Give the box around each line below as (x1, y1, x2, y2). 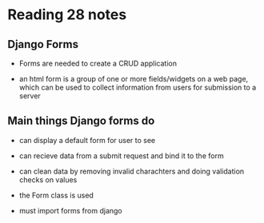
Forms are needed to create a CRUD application (18, 58, 178, 68)
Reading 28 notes (7, 6, 127, 24)
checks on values (18, 174, 78, 185)
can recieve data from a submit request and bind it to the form (18, 150, 225, 161)
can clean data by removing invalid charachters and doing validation (18, 166, 245, 176)
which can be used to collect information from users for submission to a (18, 82, 257, 92)
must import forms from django (18, 205, 123, 215)
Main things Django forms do (7, 114, 155, 128)
